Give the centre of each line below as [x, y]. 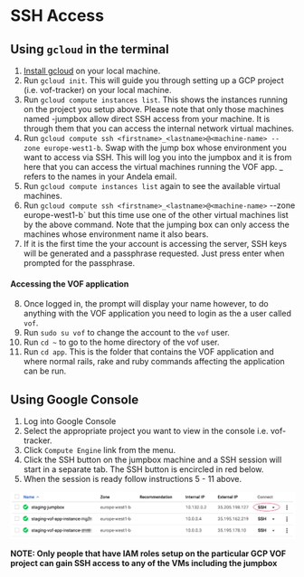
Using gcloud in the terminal [90, 49]
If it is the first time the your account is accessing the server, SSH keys [155, 244]
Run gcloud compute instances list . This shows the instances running [156, 99]
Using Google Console [75, 399]
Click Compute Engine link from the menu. [100, 450]
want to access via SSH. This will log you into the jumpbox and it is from [157, 157]
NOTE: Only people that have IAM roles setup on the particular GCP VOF [148, 553]
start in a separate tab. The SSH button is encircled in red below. [143, 469]
